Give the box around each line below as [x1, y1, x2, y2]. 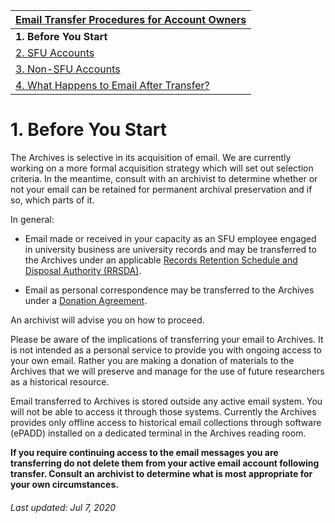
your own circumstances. [10, 478, 119, 490]
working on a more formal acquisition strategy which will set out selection [10, 162, 314, 174]
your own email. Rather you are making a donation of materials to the [10, 354, 295, 366]
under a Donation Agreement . [24, 294, 148, 306]
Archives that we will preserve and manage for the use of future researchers [10, 365, 325, 377]
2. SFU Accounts [15, 46, 95, 59]
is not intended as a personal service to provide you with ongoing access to [10, 344, 323, 356]
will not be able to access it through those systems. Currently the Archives [10, 405, 317, 418]
